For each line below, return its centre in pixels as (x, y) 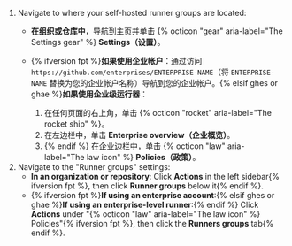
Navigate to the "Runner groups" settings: (94, 167)
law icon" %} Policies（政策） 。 (143, 157)
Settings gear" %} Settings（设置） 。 (98, 42)
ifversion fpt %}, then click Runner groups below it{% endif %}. (147, 186)
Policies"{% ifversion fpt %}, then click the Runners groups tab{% (152, 223)
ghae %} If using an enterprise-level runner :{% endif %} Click (145, 204)
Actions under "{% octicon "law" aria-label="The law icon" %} (146, 214)
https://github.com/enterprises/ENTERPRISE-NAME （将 (130, 72)
